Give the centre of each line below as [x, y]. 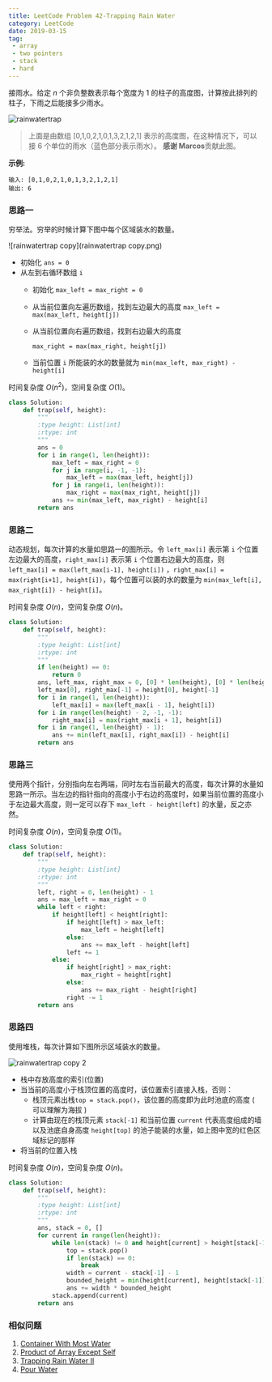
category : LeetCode [41, 23]
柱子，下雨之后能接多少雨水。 [58, 103]
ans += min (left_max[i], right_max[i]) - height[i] [140, 735]
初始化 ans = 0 [45, 262]
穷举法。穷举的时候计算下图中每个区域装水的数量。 [93, 230]
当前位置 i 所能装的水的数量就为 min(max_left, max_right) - [134, 363]
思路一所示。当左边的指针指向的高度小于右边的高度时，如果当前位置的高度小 [136, 794]
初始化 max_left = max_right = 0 [87, 290]
